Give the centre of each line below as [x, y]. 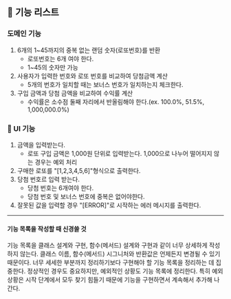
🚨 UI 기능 [21, 128]
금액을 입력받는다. [41, 145]
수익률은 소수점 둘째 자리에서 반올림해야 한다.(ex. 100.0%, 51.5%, [116, 101]
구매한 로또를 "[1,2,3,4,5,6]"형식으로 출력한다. [79, 170]
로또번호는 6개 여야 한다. [60, 59]
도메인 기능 [24, 34]
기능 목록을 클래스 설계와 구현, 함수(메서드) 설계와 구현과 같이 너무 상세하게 [107, 245]
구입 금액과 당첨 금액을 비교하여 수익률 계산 [75, 93]
